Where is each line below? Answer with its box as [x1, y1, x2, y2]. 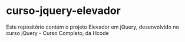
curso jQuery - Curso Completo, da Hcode [6, 29, 109, 36]
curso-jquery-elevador [6, 4, 121, 17]
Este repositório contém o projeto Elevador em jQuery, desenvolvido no [6, 23, 180, 30]
